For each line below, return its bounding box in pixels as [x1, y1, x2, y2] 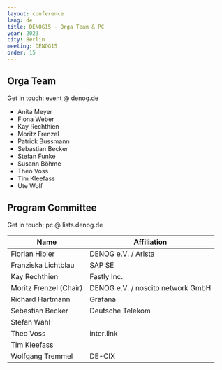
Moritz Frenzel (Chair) [10, 283, 83, 292]
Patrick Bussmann [17, 137, 70, 145]
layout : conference [7, 10, 64, 17]
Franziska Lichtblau [10, 260, 75, 270]
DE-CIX [89, 351, 116, 361]
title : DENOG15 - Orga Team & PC [7, 23, 105, 30]
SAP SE [89, 260, 114, 270]
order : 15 [7, 50, 36, 57]
